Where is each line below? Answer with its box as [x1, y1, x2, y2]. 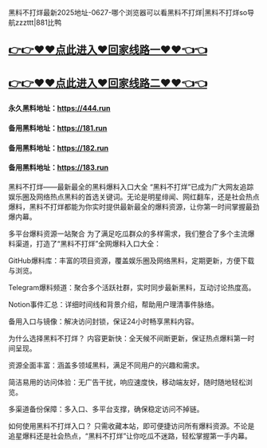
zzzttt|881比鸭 [14, 18, 62, 27]
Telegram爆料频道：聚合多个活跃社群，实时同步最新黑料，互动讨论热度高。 [8, 282, 256, 292]
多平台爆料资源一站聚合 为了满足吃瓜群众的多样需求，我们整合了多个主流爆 [8, 229, 255, 238]
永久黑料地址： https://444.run [8, 104, 111, 113]
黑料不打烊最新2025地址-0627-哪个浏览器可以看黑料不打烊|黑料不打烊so [8, 8, 248, 17]
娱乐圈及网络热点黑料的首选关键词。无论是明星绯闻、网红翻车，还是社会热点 [8, 191, 260, 202]
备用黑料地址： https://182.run [8, 143, 109, 152]
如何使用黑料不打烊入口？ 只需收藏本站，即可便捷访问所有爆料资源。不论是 [8, 421, 255, 430]
